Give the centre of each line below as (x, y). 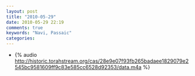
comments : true (25, 28)
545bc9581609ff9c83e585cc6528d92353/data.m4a (78, 67)
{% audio (25, 55)
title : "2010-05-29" (31, 17)
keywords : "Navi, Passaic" (39, 33)
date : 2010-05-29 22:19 (35, 22)
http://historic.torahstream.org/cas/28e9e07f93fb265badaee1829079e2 (102, 61)
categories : (20, 38)
